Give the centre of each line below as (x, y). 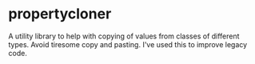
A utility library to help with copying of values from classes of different (124, 36)
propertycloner (60, 14)
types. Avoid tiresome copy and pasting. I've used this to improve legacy (128, 44)
